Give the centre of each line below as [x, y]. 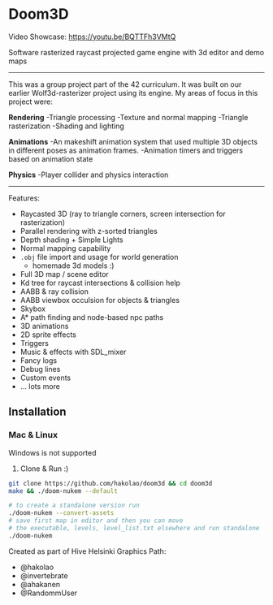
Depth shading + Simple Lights [71, 240]
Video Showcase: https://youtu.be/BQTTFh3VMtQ [92, 37]
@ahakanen [40, 584]
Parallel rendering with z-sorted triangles [89, 231]
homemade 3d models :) [73, 266]
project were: [30, 102]
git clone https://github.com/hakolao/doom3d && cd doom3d [110, 483]
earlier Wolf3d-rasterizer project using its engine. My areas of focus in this [133, 93]
